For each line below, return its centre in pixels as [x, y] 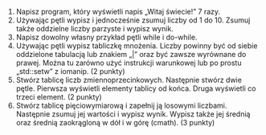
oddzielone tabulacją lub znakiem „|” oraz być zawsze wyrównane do [131, 54]
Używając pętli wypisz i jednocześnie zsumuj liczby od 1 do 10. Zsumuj [133, 20]
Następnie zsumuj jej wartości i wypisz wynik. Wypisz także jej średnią [133, 114]
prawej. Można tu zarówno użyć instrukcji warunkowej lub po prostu [129, 63]
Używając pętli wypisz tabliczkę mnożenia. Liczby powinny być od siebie [137, 46]
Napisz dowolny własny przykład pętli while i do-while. [106, 37]
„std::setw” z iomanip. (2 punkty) [71, 71]
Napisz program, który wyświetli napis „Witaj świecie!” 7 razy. [118, 12]
